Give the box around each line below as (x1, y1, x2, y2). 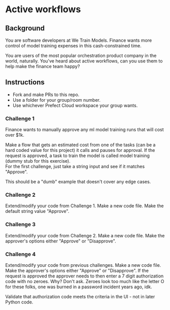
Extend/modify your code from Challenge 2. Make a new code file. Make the (5, 232, 165, 238)
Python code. (5, 299, 33, 305)
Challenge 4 (5, 251, 36, 258)
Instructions (5, 78, 45, 87)
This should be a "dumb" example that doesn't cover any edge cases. (5, 179, 151, 185)
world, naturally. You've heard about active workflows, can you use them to (5, 58, 163, 64)
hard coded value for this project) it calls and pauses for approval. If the (5, 147, 155, 153)
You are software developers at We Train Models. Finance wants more (5, 37, 152, 43)
